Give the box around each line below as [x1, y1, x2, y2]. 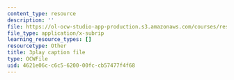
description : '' [7, 17, 54, 24]
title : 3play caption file [7, 49, 86, 56]
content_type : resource [7, 10, 77, 17]
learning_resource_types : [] [7, 36, 92, 43]
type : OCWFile [7, 56, 49, 63]
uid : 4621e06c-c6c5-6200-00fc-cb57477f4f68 [7, 62, 136, 69]
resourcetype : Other [7, 42, 68, 49]
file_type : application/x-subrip [7, 29, 104, 37]
